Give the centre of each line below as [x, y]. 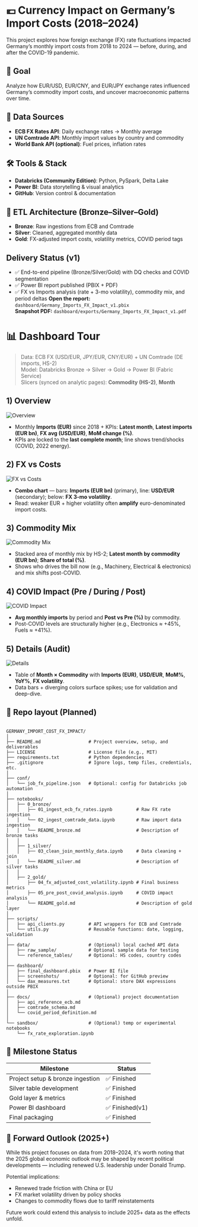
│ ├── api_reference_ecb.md [44, 1002]
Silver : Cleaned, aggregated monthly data [66, 233]
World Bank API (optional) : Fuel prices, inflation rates [80, 144]
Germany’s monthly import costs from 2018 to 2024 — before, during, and [97, 46]
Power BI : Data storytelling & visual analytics [69, 187]
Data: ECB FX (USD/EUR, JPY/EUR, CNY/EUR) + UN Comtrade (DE [102, 357]
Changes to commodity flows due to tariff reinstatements [84, 1201]
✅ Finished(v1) [127, 1107]
